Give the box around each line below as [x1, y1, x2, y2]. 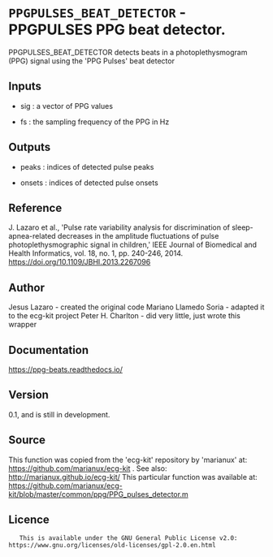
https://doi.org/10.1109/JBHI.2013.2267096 [8, 257, 151, 267]
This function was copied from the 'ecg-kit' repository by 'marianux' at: [8, 455, 248, 464]
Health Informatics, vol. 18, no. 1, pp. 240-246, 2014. [8, 248, 184, 258]
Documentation [8, 343, 89, 356]
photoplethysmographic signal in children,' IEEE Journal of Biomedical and [8, 240, 258, 250]
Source [8, 434, 46, 447]
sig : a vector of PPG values [19, 101, 114, 110]
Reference [8, 201, 63, 214]
